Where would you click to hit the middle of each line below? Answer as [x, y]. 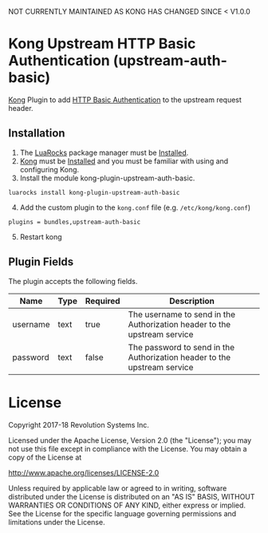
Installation [37, 134]
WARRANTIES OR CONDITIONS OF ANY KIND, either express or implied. [127, 505]
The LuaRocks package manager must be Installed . [104, 152]
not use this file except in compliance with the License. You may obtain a [128, 448]
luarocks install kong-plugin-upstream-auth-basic [94, 192]
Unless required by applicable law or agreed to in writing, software [118, 488]
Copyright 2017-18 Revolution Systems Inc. [79, 424]
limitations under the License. [57, 522]
